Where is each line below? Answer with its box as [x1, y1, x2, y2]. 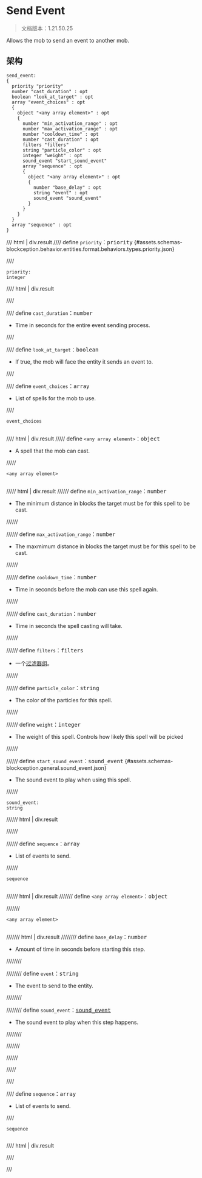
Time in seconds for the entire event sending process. [15, 321, 150, 329]
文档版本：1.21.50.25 [21, 24, 73, 32]
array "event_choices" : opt [12, 99, 86, 105]
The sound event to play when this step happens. [15, 1018, 139, 1026]
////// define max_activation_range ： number [6, 531, 116, 538]
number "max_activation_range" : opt [22, 125, 118, 132]
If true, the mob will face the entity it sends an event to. [15, 358, 153, 365]
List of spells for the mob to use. [15, 394, 96, 402]
